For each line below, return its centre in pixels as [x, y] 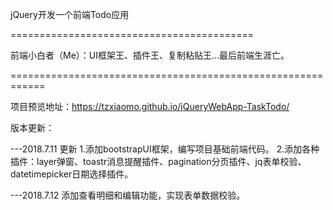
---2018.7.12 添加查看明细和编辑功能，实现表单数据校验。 [128, 195]
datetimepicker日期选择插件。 [72, 174]
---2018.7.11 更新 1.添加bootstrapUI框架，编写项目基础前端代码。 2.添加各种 [165, 149]
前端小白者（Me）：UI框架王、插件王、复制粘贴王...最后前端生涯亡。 [150, 55]
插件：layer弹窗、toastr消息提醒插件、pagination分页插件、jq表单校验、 [158, 161]
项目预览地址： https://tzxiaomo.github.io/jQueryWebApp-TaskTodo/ [150, 106]
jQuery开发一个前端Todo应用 [70, 14]
